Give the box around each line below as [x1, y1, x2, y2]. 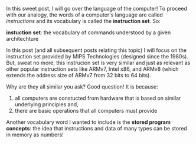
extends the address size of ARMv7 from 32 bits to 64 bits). [6, 72, 152, 78]
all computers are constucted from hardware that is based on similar [14, 94, 181, 102]
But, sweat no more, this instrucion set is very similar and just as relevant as [6, 59, 191, 66]
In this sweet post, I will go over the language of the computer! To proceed [6, 5, 188, 12]
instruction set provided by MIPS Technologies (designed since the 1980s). [6, 53, 189, 60]
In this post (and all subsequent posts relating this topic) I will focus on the [6, 47, 187, 54]
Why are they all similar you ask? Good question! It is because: [6, 83, 158, 90]
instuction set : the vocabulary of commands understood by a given [6, 29, 171, 36]
